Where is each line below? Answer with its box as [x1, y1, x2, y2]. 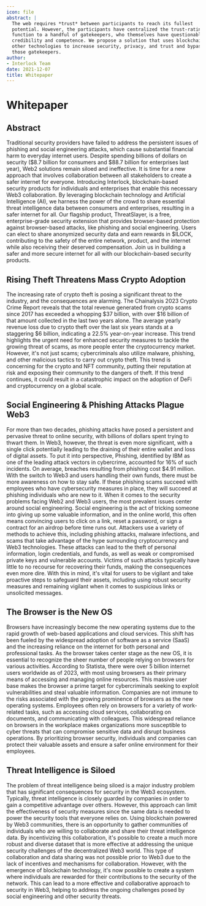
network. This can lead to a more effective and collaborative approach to [6, 880, 190, 887]
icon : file [6, 9, 34, 15]
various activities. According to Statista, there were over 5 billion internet [6, 662, 190, 670]
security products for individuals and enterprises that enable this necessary [6, 185, 197, 192]
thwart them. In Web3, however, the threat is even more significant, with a [6, 439, 193, 446]
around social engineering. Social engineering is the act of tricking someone [6, 504, 199, 511]
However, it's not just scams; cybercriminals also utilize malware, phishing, [6, 350, 195, 357]
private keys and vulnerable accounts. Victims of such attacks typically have [6, 556, 200, 564]
